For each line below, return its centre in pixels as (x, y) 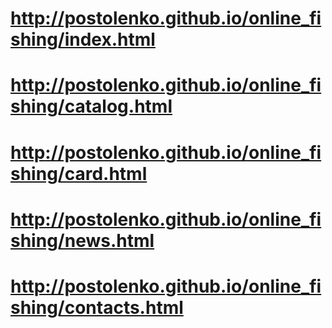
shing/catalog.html (91, 106)
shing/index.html (83, 39)
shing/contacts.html (97, 307)
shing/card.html (79, 173)
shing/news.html (82, 240)
